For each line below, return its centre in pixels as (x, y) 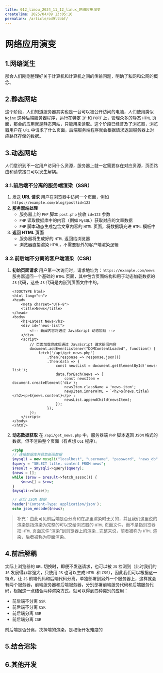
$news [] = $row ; (37, 482)
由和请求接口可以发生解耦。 (33, 172)
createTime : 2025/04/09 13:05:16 (39, 14)
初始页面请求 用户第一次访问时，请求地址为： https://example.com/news (83, 270)
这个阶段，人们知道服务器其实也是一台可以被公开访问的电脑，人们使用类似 (79, 112)
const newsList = (73, 365)
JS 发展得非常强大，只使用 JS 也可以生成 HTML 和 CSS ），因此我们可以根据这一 (81, 572)
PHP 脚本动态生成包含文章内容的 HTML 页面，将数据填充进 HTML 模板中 (88, 226)
